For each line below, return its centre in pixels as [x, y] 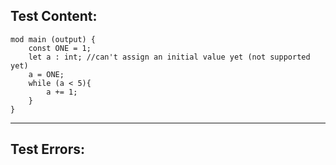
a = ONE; [46, 74]
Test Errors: [48, 149]
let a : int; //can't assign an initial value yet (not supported [169, 57]
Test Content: [54, 16]
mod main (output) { [53, 39]
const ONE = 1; [60, 48]
